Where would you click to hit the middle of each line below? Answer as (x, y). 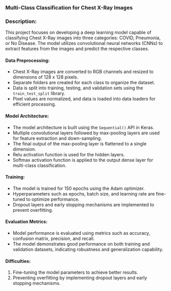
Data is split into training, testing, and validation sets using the (78, 88)
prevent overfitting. (33, 210)
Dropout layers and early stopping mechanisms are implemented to (83, 204)
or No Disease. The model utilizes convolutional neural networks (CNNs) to (84, 43)
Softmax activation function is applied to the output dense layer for (83, 160)
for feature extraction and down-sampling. (57, 138)
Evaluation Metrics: (26, 222)
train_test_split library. (39, 93)
